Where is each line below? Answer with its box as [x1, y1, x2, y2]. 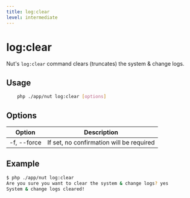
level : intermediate [6, 14, 59, 20]
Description [84, 128, 119, 136]
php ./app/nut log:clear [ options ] [17, 94, 107, 100]
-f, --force [9, 138, 42, 146]
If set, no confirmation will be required [47, 138, 155, 146]
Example [6, 159, 40, 169]
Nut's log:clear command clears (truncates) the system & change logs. [6, 60, 185, 67]
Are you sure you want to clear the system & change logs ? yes [6, 180, 169, 187]
